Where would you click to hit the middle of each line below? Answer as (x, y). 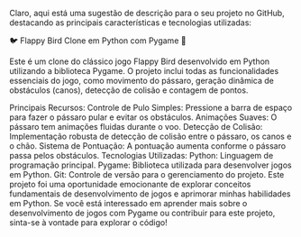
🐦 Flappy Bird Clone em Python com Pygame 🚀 (98, 41)
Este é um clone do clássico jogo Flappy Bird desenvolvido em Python (140, 61)
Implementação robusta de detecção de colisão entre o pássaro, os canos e (150, 136)
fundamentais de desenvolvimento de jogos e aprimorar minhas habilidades (150, 194)
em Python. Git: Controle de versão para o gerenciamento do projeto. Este (147, 174)
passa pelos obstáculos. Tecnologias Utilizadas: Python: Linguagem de (141, 155)
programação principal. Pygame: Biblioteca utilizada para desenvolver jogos (150, 165)
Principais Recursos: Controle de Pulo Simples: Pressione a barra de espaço (151, 108)
